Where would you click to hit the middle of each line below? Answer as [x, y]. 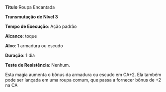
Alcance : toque [21, 36]
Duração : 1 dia [20, 55]
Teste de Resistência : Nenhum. [38, 65]
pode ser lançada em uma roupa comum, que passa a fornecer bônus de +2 [83, 80]
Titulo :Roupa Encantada [30, 7]
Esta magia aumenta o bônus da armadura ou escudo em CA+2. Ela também [83, 75]
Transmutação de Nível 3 [32, 17]
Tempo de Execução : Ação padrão [41, 26]
